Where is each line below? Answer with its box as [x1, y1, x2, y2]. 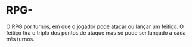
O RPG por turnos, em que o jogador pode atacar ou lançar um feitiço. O [6, 23, 184, 30]
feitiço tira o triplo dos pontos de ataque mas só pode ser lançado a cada [6, 29, 186, 36]
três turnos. [6, 35, 35, 42]
